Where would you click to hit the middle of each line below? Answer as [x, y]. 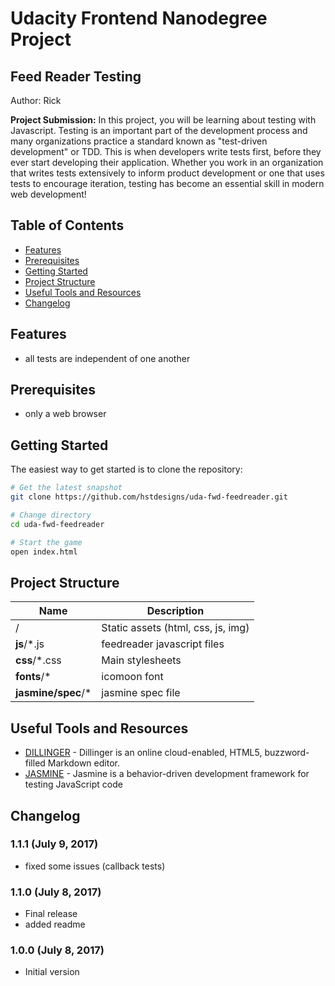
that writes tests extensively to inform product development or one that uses [167, 173]
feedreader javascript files [163, 644]
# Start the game [46, 542]
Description [175, 611]
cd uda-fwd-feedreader [57, 524]
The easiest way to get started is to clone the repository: [126, 469]
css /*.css [38, 660]
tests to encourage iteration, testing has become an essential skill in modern [167, 183]
